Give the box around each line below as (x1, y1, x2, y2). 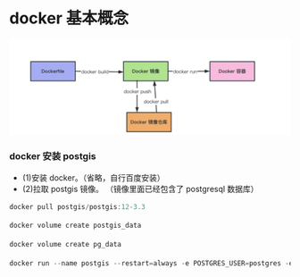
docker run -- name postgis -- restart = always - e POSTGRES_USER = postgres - (9, 258, 290, 268)
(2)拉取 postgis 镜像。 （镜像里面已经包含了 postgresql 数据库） (21, 183, 259, 194)
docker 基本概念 (9, 8, 129, 29)
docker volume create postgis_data (9, 221, 142, 231)
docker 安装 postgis (9, 150, 96, 163)
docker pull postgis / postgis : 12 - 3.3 (9, 202, 146, 211)
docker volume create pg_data (9, 240, 122, 249)
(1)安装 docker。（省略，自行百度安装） (21, 172, 165, 183)
